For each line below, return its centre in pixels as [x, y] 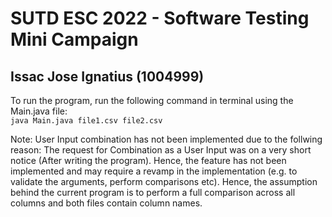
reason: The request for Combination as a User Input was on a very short [161, 150]
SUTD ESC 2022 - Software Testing [160, 18]
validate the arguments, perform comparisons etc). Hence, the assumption [164, 181]
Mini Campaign [74, 39]
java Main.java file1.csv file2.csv [86, 121]
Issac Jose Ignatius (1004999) [107, 76]
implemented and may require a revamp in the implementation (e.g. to [154, 171]
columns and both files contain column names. [106, 203]
